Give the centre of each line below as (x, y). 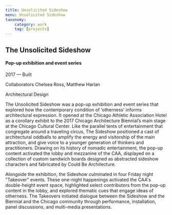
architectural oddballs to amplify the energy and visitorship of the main (80, 137)
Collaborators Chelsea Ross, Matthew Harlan (53, 84)
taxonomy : (16, 19)
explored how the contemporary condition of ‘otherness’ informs (74, 110)
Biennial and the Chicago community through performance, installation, (81, 201)
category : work (31, 24)
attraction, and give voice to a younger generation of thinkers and (75, 142)
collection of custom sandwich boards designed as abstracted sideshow (82, 159)
